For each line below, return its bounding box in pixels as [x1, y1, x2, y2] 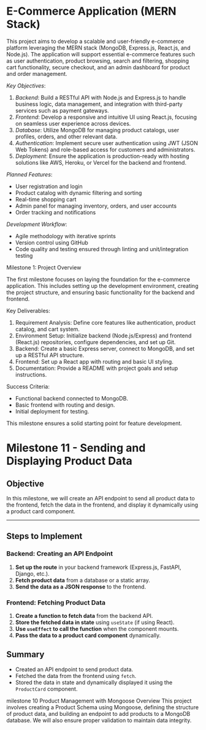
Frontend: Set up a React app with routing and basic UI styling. [15, 358, 174, 365]
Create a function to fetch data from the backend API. [15, 612, 153, 619]
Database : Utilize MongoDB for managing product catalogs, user [15, 126, 180, 134]
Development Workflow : [6, 220, 67, 228]
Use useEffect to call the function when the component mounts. [15, 625, 179, 632]
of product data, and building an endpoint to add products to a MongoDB [6, 710, 191, 717]
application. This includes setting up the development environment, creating [6, 282, 199, 289]
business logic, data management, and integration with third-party [15, 100, 183, 108]
